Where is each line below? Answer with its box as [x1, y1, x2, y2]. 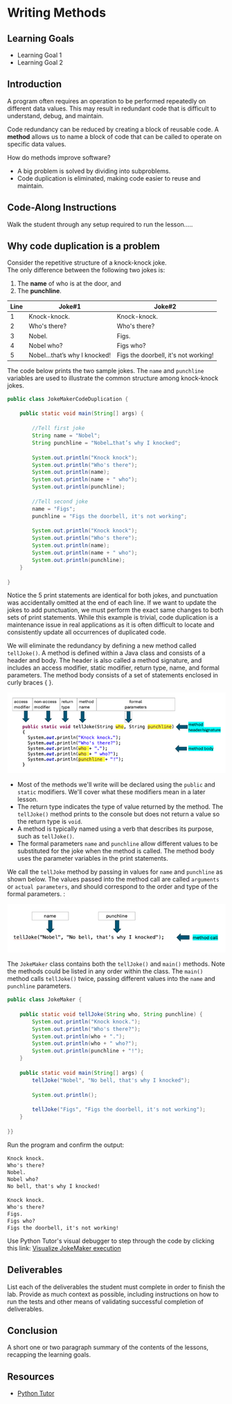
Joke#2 [154, 302, 177, 311]
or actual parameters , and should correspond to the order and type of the [7, 882, 218, 891]
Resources [7, 1371, 55, 1382]
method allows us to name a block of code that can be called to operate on [7, 132, 222, 140]
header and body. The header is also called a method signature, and [7, 656, 202, 665]
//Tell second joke [32, 498, 89, 505]
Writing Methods [7, 5, 106, 21]
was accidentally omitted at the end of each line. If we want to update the [7, 599, 217, 607]
